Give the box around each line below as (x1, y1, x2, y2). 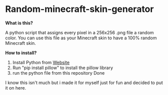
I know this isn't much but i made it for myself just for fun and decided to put (5, 80, 163, 86)
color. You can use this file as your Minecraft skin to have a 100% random (5, 35, 157, 41)
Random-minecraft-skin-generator (5, 3, 154, 15)
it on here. (5, 85, 27, 91)
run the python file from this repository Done (12, 70, 105, 76)
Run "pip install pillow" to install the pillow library (12, 65, 113, 71)
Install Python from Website (12, 59, 70, 65)
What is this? (5, 20, 34, 26)
